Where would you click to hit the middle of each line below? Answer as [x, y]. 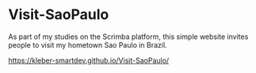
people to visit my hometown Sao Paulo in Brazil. [88, 44]
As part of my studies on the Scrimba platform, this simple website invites [128, 36]
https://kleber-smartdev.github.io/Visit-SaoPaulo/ [89, 60]
